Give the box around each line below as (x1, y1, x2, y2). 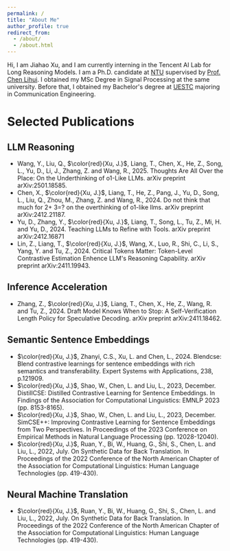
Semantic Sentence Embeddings (7, 334, 150, 346)
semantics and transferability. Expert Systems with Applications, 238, (16, 366, 214, 375)
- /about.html (13, 42, 54, 49)
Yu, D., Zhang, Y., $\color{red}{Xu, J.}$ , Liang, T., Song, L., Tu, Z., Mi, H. (16, 218, 222, 226)
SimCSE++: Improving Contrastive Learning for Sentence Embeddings (16, 418, 216, 426)
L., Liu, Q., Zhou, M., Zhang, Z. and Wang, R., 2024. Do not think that (16, 196, 211, 204)
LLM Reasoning (7, 141, 75, 153)
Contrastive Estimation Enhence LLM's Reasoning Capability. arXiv (16, 255, 206, 262)
